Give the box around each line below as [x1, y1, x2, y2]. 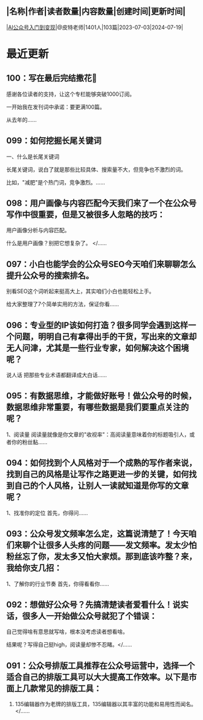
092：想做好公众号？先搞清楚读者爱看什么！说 [6, 599, 181, 610]
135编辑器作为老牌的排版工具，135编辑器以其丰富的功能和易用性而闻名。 [14, 701, 197, 708]
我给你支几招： [6, 563, 62, 573]
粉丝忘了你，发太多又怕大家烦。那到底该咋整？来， [6, 551, 197, 562]
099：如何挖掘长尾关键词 [6, 136, 101, 146]
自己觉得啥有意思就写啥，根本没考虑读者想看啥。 [6, 628, 128, 636]
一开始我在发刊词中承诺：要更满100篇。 [6, 103, 106, 110]
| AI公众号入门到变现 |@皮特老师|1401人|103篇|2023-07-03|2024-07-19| [6, 24, 183, 31]
